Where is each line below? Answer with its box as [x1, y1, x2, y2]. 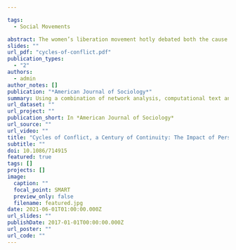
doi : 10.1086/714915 [7, 147, 68, 154]
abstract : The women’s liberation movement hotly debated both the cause [7, 36, 228, 43]
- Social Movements [13, 23, 71, 30]
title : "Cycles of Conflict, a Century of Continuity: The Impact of [7, 134, 216, 141]
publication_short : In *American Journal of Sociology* [7, 114, 174, 122]
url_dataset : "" [7, 101, 55, 108]
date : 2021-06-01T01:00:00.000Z [7, 206, 102, 213]
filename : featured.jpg [13, 199, 83, 206]
